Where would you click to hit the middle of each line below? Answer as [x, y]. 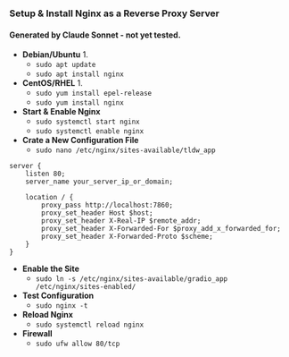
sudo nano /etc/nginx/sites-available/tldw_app [125, 150]
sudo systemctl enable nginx [90, 132]
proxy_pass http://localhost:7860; [107, 205]
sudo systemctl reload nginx [90, 325]
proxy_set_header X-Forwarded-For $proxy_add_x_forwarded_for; [161, 229]
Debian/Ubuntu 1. [55, 55]
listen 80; [45, 174]
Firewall [37, 334]
